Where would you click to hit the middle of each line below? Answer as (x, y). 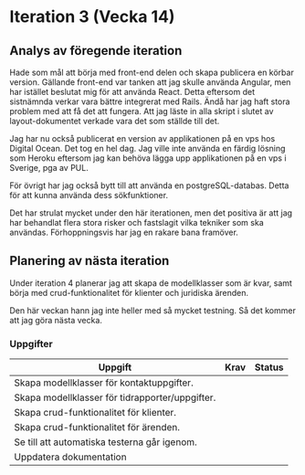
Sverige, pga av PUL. (49, 168)
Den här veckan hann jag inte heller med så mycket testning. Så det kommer (153, 310)
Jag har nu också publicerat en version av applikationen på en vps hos (142, 138)
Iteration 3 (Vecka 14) (92, 17)
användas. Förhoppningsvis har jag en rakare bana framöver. (124, 232)
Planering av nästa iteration (89, 261)
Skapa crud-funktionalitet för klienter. (95, 413)
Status (269, 367)
